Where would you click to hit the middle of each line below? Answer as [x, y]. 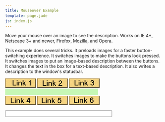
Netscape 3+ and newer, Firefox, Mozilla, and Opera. [59, 41]
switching [15, 56]
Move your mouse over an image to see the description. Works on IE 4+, [79, 36]
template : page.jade [27, 16]
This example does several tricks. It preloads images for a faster [71, 51]
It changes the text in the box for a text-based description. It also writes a [80, 66]
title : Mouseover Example [32, 10]
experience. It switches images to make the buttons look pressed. [93, 56]
